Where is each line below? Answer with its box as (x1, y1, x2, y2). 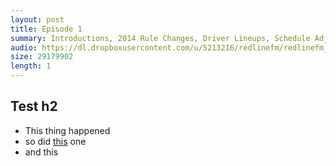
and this (24, 146, 59, 158)
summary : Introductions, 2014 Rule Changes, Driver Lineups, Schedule (10, 33, 311, 43)
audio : (10, 42, 38, 53)
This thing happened (24, 124, 111, 136)
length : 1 (10, 61, 52, 71)
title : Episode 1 (10, 24, 83, 34)
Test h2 (10, 98, 58, 115)
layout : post (10, 14, 65, 25)
